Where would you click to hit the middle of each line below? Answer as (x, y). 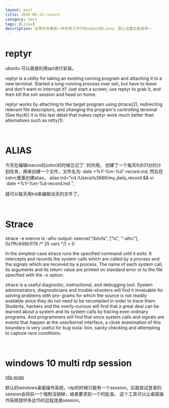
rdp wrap (15, 377)
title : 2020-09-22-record (32, 15)
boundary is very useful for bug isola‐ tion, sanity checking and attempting (83, 327)
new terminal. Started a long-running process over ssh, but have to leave (81, 84)
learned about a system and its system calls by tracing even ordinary (77, 312)
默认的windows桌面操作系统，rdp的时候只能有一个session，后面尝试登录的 (83, 387)
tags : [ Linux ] (20, 24)
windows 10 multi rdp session (69, 363)
